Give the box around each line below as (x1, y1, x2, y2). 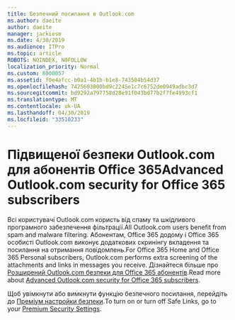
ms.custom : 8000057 (7, 70, 65, 77)
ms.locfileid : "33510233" (7, 116, 84, 123)
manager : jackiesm (7, 30, 62, 38)
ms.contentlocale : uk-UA (7, 103, 81, 110)
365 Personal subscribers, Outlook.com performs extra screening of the (7, 253, 218, 261)
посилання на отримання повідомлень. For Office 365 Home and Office (7, 245, 219, 254)
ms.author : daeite (7, 17, 62, 24)
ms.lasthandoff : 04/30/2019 (7, 109, 91, 116)
